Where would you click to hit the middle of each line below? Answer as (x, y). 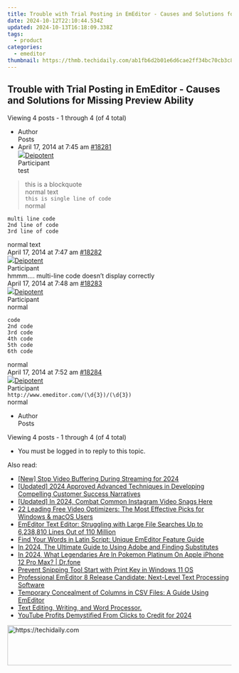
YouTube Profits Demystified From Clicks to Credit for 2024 (105, 615)
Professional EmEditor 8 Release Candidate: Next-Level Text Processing (123, 577)
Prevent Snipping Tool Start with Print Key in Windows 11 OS (106, 570)
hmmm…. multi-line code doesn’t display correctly (81, 275)
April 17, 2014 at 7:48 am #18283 (55, 283)
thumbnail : (23, 61)
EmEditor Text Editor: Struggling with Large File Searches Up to (110, 524)
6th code (20, 351)
